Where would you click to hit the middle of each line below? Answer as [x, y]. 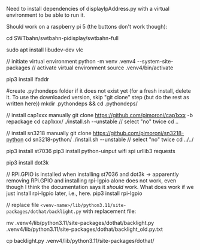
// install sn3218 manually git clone [49, 133]
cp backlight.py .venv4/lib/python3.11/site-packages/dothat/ [80, 241]
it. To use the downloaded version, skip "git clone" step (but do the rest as [98, 97]
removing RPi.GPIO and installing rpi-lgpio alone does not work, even [91, 181]
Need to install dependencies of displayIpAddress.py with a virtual [88, 9]
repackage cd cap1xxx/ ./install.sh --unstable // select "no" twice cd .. [93, 121]
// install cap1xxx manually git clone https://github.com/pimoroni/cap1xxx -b [100, 115]
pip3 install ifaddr [28, 79]
